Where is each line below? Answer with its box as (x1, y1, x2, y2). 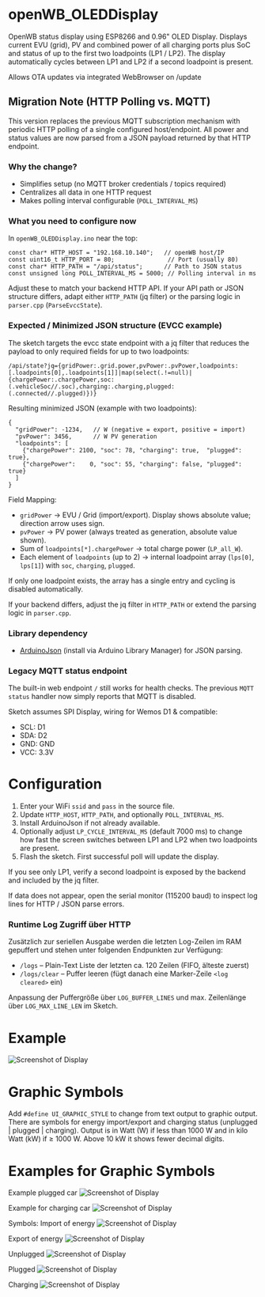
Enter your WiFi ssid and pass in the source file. (19, 801, 176, 811)
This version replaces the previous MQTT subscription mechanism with (8, 116, 240, 126)
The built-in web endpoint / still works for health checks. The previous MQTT (8, 683, 255, 693)
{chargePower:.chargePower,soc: (8, 376, 115, 384)
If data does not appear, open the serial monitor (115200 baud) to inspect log (8, 891, 258, 901)
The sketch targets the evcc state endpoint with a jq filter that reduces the (8, 338, 250, 347)
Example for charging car (8, 1204, 91, 1213)
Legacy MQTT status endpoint (8, 665, 128, 676)
